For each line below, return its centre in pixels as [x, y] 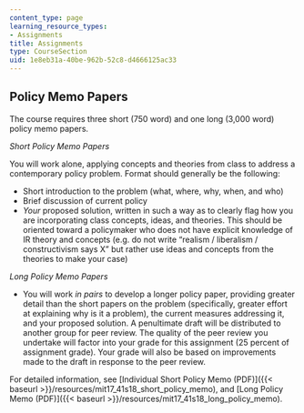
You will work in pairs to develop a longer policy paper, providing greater [159, 294]
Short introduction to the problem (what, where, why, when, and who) [153, 191]
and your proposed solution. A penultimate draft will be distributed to [152, 323]
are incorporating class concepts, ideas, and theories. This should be [152, 220]
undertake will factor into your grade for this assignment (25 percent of [156, 342]
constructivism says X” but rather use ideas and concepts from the [148, 249]
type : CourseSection [49, 52]
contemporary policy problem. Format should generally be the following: [145, 173]
